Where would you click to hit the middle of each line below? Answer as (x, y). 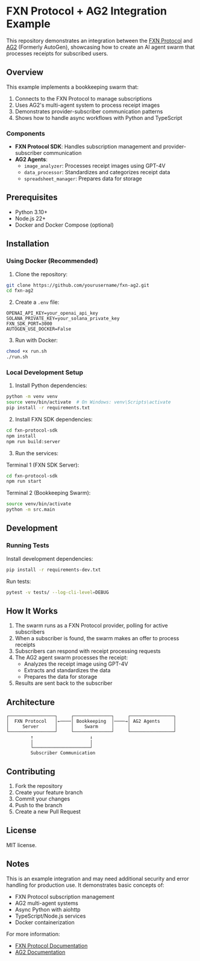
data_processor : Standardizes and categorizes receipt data (97, 172)
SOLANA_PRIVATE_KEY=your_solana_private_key (63, 319)
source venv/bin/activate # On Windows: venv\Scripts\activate (89, 402)
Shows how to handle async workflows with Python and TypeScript (98, 118)
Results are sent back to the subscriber (64, 683)
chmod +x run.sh (27, 351)
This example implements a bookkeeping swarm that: (72, 87)
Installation (28, 244)
